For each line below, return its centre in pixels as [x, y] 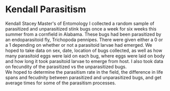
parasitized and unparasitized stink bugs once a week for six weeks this [81, 28]
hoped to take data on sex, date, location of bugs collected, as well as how [84, 50]
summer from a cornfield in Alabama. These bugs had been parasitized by [83, 34]
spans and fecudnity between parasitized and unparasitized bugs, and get [83, 77]
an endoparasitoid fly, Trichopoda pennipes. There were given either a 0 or [84, 40]
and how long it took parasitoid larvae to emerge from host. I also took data [84, 61]
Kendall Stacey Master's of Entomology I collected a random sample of [80, 23]
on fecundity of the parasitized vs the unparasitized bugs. [66, 67]
